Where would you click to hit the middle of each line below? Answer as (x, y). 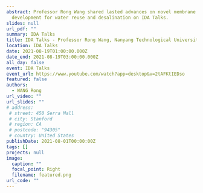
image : (14, 158)
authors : (17, 85)
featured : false (27, 79)
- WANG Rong (27, 91)
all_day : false (25, 62)
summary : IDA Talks (31, 34)
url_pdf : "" (21, 29)
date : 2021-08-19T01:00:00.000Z (47, 51)
